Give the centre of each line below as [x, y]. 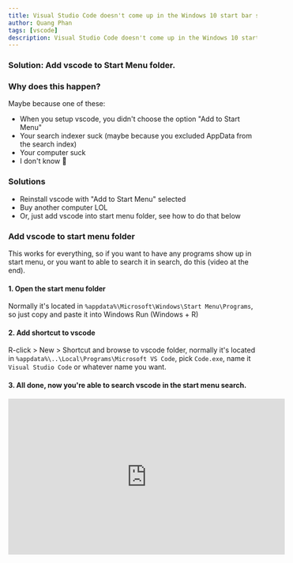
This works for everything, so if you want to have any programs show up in [130, 253]
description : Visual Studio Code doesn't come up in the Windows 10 [123, 38]
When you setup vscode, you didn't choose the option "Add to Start [130, 119]
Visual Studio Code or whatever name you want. [88, 367]
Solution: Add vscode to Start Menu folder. [92, 66]
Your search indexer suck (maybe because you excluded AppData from [136, 136]
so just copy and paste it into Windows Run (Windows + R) [103, 314]
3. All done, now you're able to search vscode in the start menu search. [128, 386]
